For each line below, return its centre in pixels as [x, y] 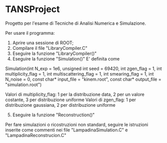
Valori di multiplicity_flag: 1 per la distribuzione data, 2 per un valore [75, 94]
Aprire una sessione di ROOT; [43, 43]
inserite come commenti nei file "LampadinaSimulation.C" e [66, 130]
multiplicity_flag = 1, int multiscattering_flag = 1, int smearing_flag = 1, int [79, 74]
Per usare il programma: [30, 33]
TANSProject [33, 9]
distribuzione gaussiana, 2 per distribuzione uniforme [60, 105]
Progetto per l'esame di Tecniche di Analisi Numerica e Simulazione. [76, 23]
